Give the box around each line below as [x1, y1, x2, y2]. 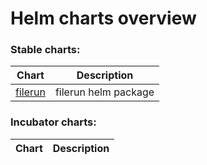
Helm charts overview [10, 7, 197, 30]
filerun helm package [54, 85, 155, 99]
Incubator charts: [10, 115, 97, 129]
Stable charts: [10, 43, 81, 57]
